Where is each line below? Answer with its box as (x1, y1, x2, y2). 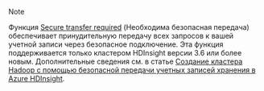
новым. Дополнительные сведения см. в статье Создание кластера (8, 56, 243, 66)
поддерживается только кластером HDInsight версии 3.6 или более (8, 48, 242, 57)
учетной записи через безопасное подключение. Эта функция (8, 39, 224, 49)
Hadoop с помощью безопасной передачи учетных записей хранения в (8, 65, 256, 75)
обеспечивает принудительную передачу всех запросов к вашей (8, 31, 234, 40)
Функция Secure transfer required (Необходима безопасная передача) (8, 23, 250, 31)
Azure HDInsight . (8, 74, 65, 83)
